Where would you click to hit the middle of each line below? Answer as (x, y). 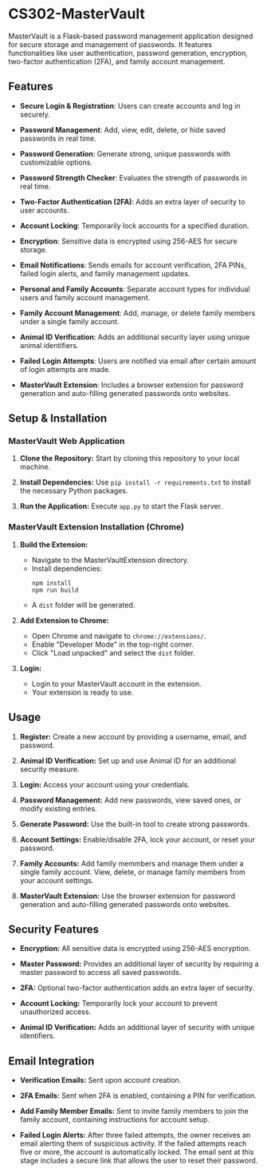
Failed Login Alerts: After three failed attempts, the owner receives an (135, 1135)
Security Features (54, 929)
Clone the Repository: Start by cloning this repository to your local (130, 458)
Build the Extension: (54, 545)
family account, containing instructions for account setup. (114, 1120)
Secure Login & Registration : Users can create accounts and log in (130, 105)
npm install (51, 583)
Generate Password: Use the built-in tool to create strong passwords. (135, 824)
